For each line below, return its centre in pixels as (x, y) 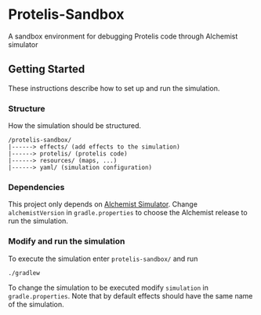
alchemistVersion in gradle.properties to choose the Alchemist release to (128, 213)
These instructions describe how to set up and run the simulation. (114, 88)
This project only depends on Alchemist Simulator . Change (103, 204)
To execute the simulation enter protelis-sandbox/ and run (103, 258)
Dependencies (36, 187)
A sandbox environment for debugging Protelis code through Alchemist (123, 36)
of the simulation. (36, 304)
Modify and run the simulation (67, 241)
